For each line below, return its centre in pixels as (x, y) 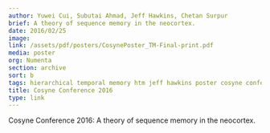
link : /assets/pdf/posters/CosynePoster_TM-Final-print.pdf (111, 46)
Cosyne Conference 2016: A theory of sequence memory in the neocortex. (132, 120)
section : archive (37, 68)
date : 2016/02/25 (37, 30)
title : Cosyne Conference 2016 (61, 90)
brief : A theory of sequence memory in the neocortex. (102, 23)
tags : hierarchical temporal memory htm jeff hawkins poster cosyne (125, 83)
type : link (27, 98)
